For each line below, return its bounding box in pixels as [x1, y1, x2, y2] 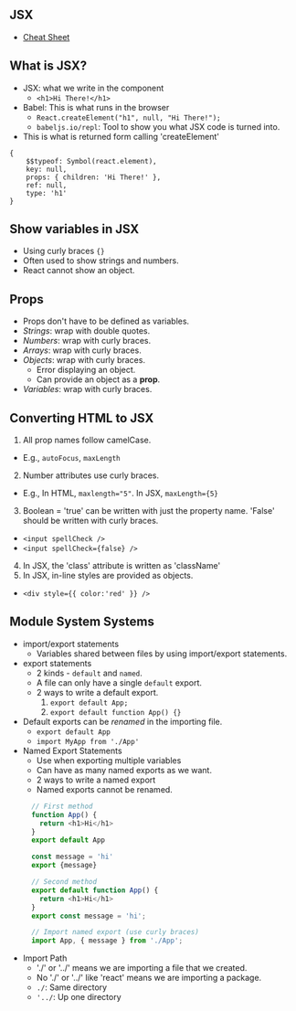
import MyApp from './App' [36, 737, 140, 746]
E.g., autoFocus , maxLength [22, 452, 121, 463]
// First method [31, 802, 93, 811]
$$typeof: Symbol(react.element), [26, 156, 157, 165]
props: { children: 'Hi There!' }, [26, 173, 162, 182]
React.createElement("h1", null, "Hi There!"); [36, 113, 221, 122]
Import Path [22, 952, 68, 963]
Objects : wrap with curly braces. [22, 355, 146, 366]
